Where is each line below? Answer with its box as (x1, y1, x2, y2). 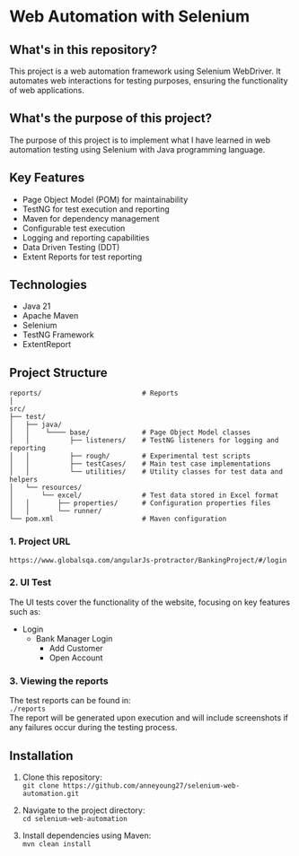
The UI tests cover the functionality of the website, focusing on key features (9, 597, 290, 607)
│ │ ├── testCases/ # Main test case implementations (9, 459, 271, 468)
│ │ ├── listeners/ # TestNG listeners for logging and (9, 436, 279, 445)
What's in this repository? (9, 42, 158, 57)
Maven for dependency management (22, 213, 160, 223)
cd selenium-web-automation (22, 814, 128, 823)
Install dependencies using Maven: (22, 830, 152, 841)
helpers (9, 476, 39, 485)
